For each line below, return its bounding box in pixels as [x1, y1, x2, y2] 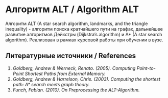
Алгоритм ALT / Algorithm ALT [5, 4, 139, 15]
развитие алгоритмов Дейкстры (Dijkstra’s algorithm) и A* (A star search [5, 31, 162, 37]
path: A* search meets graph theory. [12, 81, 90, 87]
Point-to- [136, 65, 156, 71]
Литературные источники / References [5, 52, 136, 60]
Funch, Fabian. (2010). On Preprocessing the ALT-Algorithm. [12, 87, 140, 93]
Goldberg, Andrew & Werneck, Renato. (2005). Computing [12, 65, 136, 71]
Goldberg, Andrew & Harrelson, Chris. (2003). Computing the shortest [12, 76, 161, 82]
